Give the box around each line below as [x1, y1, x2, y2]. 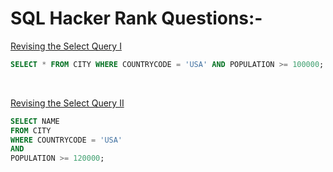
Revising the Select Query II [10, 97, 125, 109]
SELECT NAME [10, 116, 60, 126]
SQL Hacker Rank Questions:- [10, 7, 263, 30]
